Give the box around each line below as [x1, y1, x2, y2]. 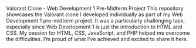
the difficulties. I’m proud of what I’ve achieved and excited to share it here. [6, 36, 188, 42]
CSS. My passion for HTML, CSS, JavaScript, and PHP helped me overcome [6, 29, 190, 36]
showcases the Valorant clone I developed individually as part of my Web [6, 11, 183, 18]
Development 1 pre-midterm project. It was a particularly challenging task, [6, 17, 185, 24]
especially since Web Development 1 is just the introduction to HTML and [6, 23, 183, 30]
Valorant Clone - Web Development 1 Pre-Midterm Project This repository [6, 5, 184, 12]
